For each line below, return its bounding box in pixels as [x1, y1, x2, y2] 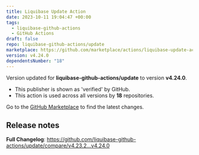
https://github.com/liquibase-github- [46, 136, 136, 143]
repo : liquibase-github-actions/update [6, 42, 105, 48]
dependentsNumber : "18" [6, 58, 65, 64]
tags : [6, 19, 20, 25]
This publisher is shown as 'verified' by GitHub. [14, 85, 130, 93]
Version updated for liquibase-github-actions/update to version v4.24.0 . [6, 74, 188, 81]
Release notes [6, 120, 60, 130]
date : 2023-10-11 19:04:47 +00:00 [6, 14, 92, 20]
